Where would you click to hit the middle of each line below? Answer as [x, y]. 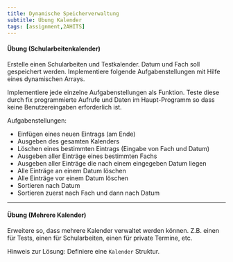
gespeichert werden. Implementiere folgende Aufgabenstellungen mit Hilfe [114, 71]
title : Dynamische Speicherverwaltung [63, 14]
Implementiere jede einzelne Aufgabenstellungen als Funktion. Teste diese [113, 92]
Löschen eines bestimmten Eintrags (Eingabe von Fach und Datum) [113, 148]
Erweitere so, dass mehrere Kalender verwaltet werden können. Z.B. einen [113, 230]
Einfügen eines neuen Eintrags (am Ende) [76, 134]
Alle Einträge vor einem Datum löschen [73, 178]
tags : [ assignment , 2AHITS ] [46, 26]
